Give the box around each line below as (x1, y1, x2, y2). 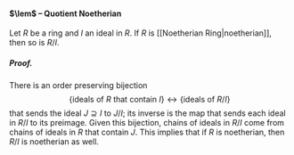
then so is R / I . (9, 37, 60, 48)
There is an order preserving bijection (9, 80, 148, 91)
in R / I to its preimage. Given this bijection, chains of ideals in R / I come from (9, 118, 285, 128)
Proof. (9, 57, 33, 68)
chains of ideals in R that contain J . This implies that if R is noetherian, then (9, 126, 285, 138)
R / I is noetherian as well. (9, 136, 100, 147)
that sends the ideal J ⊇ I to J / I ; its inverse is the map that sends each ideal (9, 108, 287, 118)
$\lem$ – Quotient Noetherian (9, 8, 122, 19)
